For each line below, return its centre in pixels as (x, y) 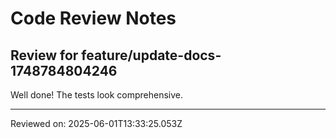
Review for (44, 55)
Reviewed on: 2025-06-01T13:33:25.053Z (96, 123)
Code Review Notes (93, 18)
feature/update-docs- (151, 55)
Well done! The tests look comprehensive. (97, 95)
